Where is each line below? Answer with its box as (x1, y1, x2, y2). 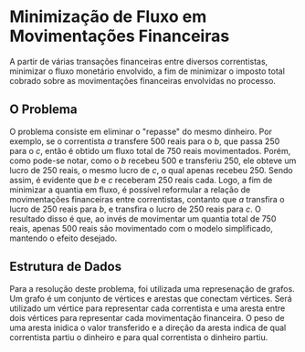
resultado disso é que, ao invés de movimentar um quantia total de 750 (9, 212, 277, 224)
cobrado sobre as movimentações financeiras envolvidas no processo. (9, 75, 277, 86)
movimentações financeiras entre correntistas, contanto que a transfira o (9, 193, 285, 204)
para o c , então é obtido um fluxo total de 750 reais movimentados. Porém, (9, 145, 291, 156)
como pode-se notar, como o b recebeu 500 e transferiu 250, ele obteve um (9, 155, 297, 166)
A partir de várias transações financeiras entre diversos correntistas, (9, 56, 268, 67)
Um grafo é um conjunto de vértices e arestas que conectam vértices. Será (9, 293, 292, 304)
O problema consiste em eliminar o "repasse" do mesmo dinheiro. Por (9, 126, 272, 137)
